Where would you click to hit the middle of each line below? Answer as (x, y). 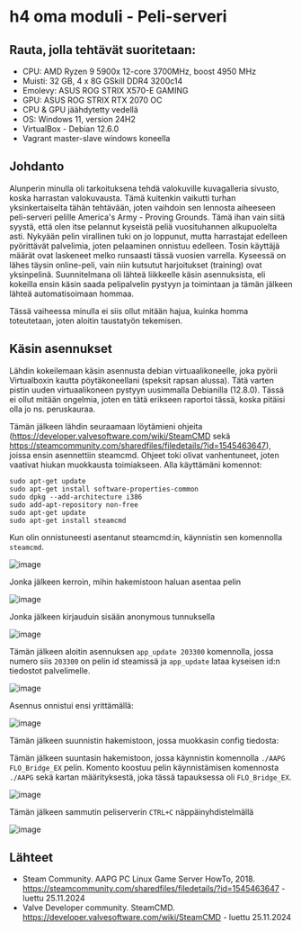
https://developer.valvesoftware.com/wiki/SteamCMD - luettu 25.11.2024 (157, 917)
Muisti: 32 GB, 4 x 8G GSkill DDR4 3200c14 (102, 81)
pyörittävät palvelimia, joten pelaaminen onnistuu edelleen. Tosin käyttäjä (145, 246)
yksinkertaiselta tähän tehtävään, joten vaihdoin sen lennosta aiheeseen (142, 207)
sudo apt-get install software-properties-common (104, 489)
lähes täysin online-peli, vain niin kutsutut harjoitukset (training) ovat (136, 265)
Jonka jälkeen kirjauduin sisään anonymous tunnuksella (112, 616)
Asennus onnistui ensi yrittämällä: (71, 705)
